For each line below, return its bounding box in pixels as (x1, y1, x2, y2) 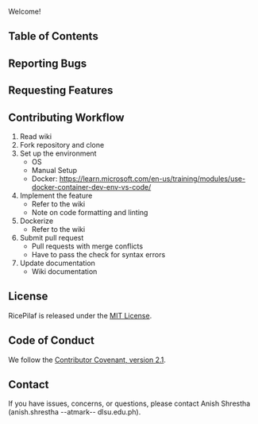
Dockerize (19, 216, 54, 225)
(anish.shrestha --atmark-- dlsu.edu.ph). (8, 407, 141, 417)
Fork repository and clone (19, 140, 105, 149)
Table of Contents (8, 29, 99, 43)
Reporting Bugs (8, 56, 87, 70)
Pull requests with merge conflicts (31, 241, 144, 251)
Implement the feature (19, 191, 93, 200)
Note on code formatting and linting (31, 207, 148, 217)
